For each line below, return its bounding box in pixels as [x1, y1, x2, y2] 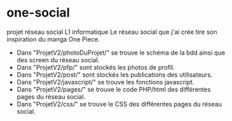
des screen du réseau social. [16, 55, 100, 64]
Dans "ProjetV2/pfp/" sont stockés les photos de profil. [16, 63, 175, 71]
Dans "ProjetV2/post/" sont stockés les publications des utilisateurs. [16, 71, 213, 79]
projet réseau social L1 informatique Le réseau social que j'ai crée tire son [6, 28, 217, 36]
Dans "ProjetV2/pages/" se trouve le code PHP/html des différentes [16, 85, 211, 93]
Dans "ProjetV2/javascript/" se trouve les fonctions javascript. [16, 77, 194, 86]
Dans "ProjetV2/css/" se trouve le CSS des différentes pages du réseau [16, 100, 222, 108]
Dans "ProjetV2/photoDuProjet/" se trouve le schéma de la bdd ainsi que [16, 48, 226, 57]
